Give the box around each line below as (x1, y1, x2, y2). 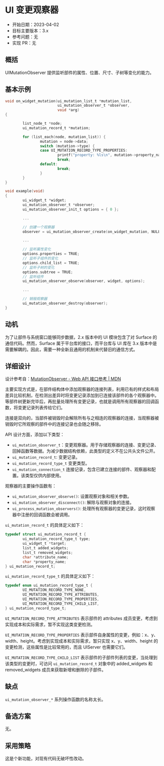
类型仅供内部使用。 (25, 473, 64, 479)
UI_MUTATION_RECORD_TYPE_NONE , (22, 588, 86, 593)
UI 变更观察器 (5, 4, 59, 16)
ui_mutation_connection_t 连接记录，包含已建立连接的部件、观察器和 (12, 466, 152, 472)
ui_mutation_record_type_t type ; (22, 536, 91, 541)
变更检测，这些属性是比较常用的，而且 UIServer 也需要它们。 (5, 644, 128, 650)
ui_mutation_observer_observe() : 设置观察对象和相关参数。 (12, 493, 132, 499)
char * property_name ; (22, 559, 67, 564)
